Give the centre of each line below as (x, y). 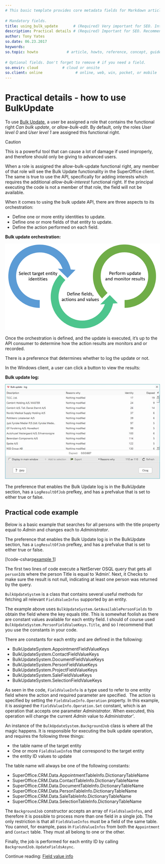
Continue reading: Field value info (39, 856)
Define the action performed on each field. (55, 227)
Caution (13, 142)
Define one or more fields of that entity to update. (62, 222)
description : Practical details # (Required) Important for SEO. (73, 31)
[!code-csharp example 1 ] (30, 559)
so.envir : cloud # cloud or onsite (52, 68)
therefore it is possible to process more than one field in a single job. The (79, 816)
